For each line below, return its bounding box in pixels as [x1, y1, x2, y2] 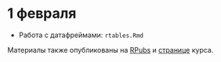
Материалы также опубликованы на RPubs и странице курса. [7, 45, 214, 54]
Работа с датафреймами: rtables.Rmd [18, 30, 144, 40]
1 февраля [7, 5, 77, 22]
